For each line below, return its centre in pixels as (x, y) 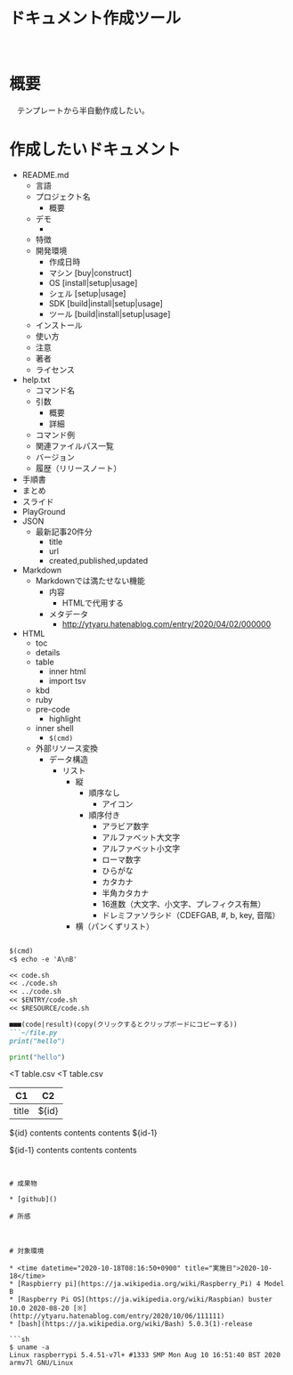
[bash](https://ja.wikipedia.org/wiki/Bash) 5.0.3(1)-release (135, 1324)
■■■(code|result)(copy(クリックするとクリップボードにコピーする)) (123, 1024)
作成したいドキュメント (95, 150)
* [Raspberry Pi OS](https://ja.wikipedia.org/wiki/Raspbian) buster (141, 1300)
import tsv (67, 680)
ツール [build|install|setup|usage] (110, 313)
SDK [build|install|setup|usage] (106, 303)
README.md (45, 175)
